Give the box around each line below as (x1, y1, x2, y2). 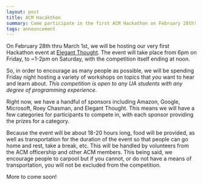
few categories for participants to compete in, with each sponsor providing (6, 111, 194, 118)
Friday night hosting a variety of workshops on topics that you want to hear (6, 73, 194, 81)
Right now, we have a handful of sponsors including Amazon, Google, (6, 98, 181, 106)
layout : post (6, 8, 40, 15)
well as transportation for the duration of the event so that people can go (6, 136, 188, 143)
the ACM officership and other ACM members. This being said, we (6, 149, 173, 156)
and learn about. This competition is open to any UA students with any (6, 80, 183, 87)
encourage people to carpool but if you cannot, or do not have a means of (6, 155, 192, 163)
